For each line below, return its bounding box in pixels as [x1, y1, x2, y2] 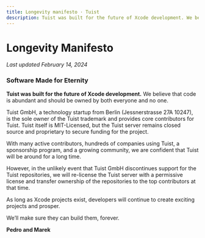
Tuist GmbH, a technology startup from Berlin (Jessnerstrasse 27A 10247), [6, 108, 193, 116]
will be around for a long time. [6, 153, 81, 160]
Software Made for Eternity [6, 76, 88, 85]
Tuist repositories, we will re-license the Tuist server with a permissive [6, 171, 183, 178]
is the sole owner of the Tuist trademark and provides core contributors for [6, 115, 194, 122]
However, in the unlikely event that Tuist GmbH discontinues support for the [6, 164, 196, 171]
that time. [6, 184, 31, 191]
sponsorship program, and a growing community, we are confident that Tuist [6, 146, 199, 153]
